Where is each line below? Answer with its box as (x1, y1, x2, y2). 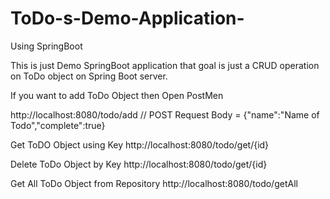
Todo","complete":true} (10, 119, 106, 131)
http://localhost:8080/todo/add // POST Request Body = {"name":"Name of (10, 108, 320, 121)
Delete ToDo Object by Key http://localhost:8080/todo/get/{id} (10, 158, 268, 170)
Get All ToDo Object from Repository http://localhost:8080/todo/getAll (10, 177, 298, 189)
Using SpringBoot (10, 40, 83, 52)
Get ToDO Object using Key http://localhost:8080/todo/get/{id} (10, 138, 270, 151)
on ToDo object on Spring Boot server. (10, 70, 168, 82)
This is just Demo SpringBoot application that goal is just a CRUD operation (10, 59, 320, 71)
